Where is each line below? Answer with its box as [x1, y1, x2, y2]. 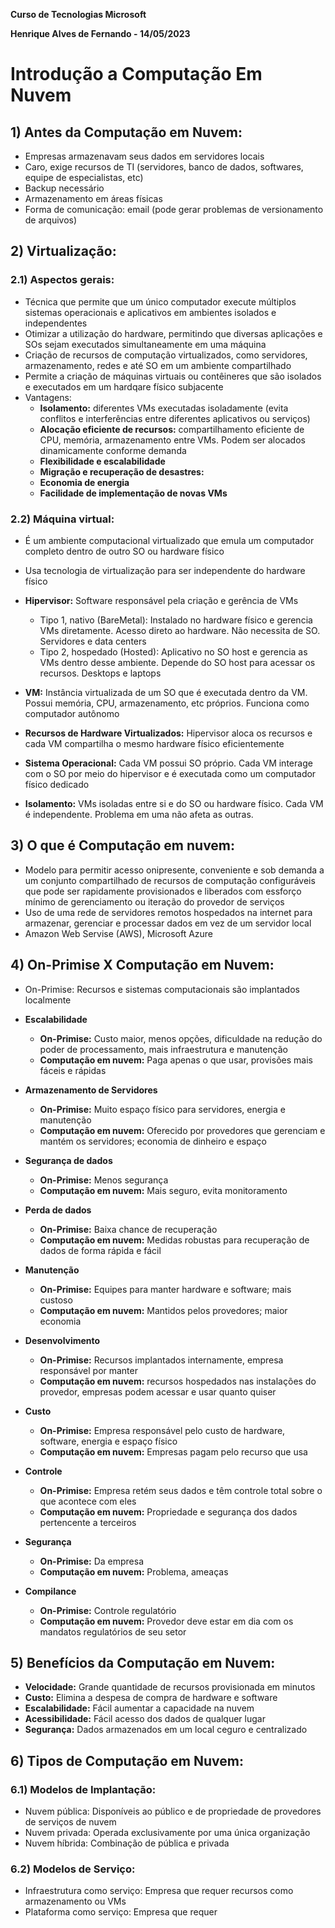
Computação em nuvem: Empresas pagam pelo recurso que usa [39, 1445, 308, 1458]
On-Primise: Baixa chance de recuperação [39, 1223, 218, 1235]
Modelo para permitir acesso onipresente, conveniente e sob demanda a [24, 864, 325, 876]
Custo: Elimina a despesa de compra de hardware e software [24, 1692, 278, 1704]
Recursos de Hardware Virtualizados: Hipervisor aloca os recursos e [24, 727, 313, 739]
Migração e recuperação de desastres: [39, 465, 205, 478]
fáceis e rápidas [39, 1064, 107, 1076]
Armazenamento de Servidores [24, 1084, 158, 1096]
